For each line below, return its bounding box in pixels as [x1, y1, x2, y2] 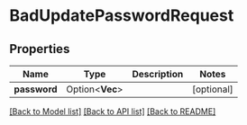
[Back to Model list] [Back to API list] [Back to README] [9, 106, 216, 117]
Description [132, 68, 184, 80]
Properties [9, 41, 70, 57]
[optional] [192, 83, 234, 95]
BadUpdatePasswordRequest [9, 5, 234, 26]
